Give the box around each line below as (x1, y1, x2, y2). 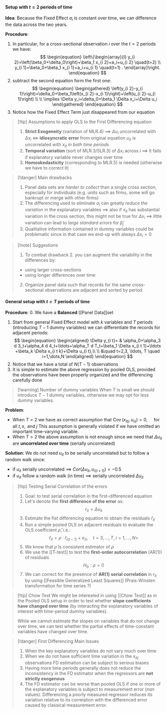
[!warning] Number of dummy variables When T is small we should (17, 387, 155, 393)
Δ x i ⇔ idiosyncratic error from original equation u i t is (24, 135, 136, 142)
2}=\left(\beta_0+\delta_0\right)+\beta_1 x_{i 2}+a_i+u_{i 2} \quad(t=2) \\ (14, 59, 161, 65)
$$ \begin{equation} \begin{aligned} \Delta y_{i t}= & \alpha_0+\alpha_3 (14, 338, 161, 344)
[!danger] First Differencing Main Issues (17, 638, 99, 644)
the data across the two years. (5, 21, 68, 27)
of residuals (24, 554, 49, 560)
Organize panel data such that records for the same (24, 282, 131, 288)
